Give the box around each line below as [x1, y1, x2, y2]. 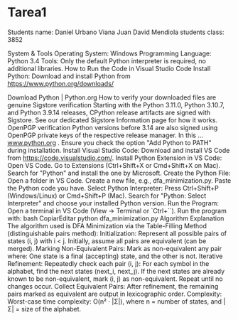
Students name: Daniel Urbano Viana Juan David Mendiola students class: [7, 28, 225, 36]
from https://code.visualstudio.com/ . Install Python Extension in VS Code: [7, 154, 222, 162]
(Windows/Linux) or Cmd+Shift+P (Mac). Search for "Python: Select [7, 191, 207, 200]
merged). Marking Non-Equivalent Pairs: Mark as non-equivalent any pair [7, 244, 222, 252]
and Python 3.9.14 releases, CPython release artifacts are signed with [7, 108, 211, 117]
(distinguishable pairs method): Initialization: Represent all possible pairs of [7, 229, 227, 238]
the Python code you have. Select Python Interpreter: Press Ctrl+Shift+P [7, 183, 219, 192]
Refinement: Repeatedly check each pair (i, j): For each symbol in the [7, 259, 210, 267]
